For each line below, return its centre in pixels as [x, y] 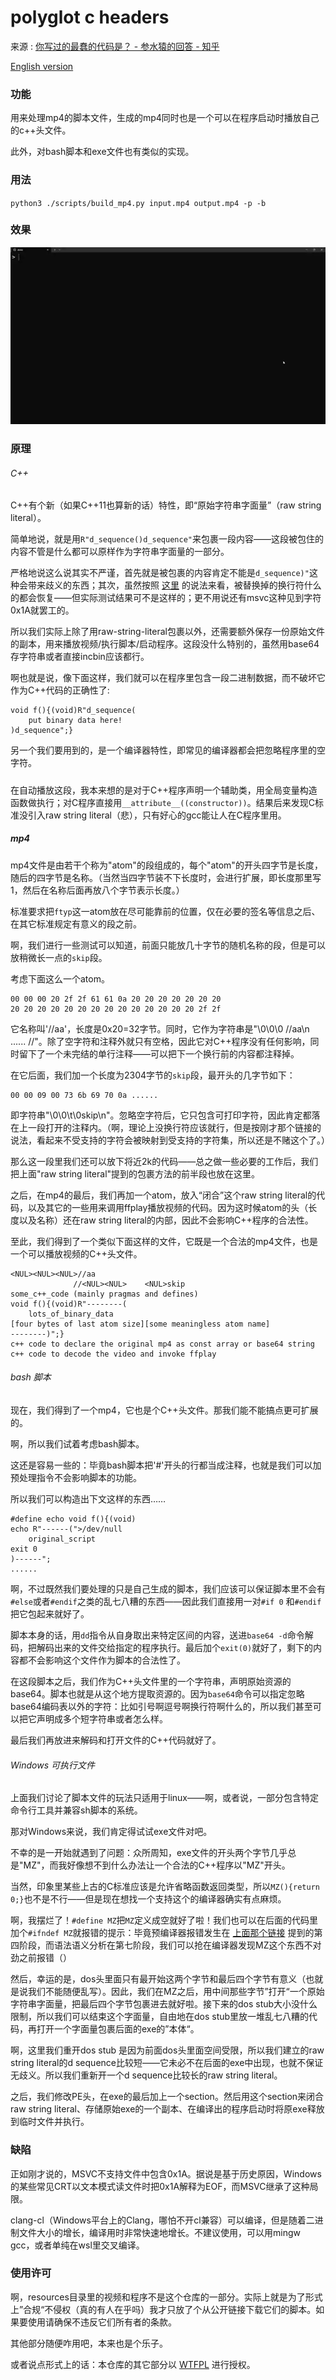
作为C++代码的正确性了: [60, 690]
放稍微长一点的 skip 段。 [59, 957]
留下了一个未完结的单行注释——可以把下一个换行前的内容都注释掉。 [159, 1053]
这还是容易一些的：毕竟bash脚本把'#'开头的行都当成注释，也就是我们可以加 [166, 1465]
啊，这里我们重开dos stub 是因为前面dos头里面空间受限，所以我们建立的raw [167, 2050]
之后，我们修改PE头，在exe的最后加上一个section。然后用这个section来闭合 [167, 2097]
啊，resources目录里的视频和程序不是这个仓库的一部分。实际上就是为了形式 [166, 2297]
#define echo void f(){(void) [73, 1519]
